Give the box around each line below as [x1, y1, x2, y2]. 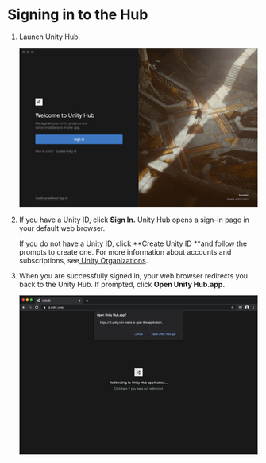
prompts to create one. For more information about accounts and [18, 247, 232, 256]
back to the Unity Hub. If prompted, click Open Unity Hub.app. [18, 279, 226, 289]
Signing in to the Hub [7, 6, 148, 24]
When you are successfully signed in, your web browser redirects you [18, 270, 248, 280]
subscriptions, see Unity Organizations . [18, 255, 148, 265]
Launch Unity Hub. [18, 32, 81, 41]
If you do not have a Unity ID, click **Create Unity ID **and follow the [18, 239, 248, 248]
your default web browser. [18, 223, 106, 232]
